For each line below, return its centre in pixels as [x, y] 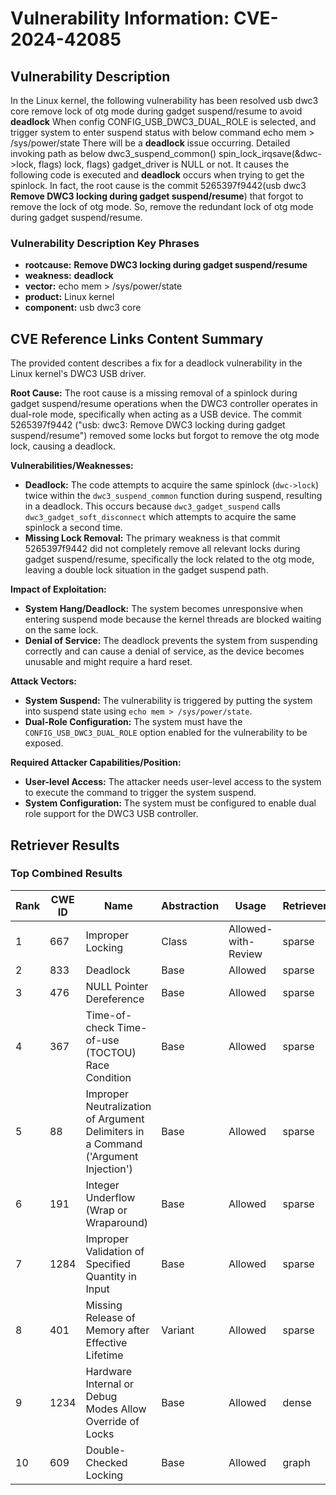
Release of [110, 1317]
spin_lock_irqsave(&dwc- [270, 153]
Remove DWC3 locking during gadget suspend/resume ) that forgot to [157, 196]
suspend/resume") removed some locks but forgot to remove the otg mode [165, 436]
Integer [102, 1185]
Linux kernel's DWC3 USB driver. [78, 374]
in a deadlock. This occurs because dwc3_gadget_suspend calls [152, 506]
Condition [108, 1077]
